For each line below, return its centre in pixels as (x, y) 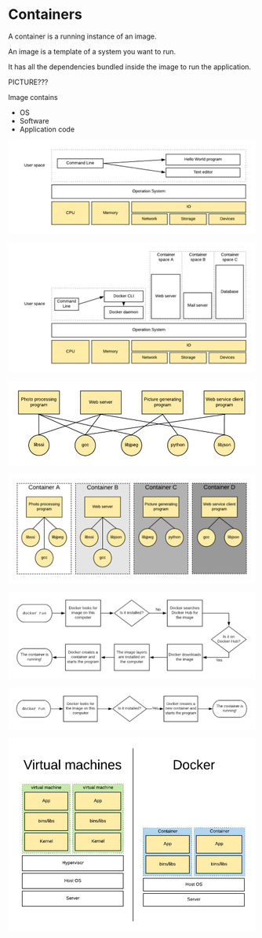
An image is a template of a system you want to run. (92, 51)
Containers (45, 15)
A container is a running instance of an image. (82, 36)
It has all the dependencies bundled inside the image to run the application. (130, 66)
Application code (47, 129)
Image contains (33, 97)
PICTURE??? (28, 82)
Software (34, 120)
